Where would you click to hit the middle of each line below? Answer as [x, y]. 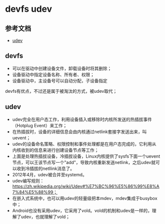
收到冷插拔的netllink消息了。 [46, 168]
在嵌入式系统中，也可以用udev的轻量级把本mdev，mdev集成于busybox [85, 198]
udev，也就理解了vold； [46, 217]
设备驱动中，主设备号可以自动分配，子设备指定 [60, 81]
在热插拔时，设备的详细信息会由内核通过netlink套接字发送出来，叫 [79, 132]
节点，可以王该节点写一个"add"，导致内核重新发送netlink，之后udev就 [84, 162]
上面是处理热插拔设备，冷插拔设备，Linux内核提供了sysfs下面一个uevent [86, 156]
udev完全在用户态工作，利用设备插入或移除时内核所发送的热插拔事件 [82, 119]
